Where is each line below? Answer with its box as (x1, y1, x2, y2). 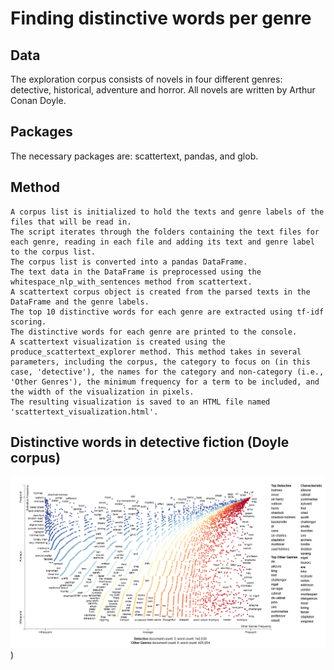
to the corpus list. (10, 247, 97, 257)
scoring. (10, 317, 47, 327)
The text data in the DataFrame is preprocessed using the (10, 267, 262, 277)
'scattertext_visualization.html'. (10, 407, 159, 417)
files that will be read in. (10, 217, 132, 227)
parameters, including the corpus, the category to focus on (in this (10, 357, 311, 367)
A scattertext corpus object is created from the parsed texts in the (10, 287, 311, 297)
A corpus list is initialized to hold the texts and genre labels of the (10, 207, 325, 217)
